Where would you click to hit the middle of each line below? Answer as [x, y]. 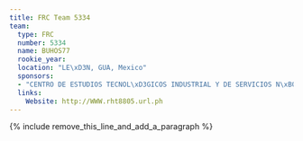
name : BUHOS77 [44, 51]
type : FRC [36, 34]
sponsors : [36, 76]
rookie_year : [42, 59]
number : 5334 [42, 43]
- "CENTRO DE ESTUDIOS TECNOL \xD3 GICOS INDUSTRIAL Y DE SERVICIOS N [149, 84]
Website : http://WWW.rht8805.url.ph [95, 101]
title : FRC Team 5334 [50, 18]
